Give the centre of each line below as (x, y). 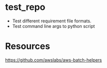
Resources (28, 46)
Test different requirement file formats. (52, 21)
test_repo (25, 7)
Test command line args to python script (53, 26)
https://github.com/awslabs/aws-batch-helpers (54, 60)
